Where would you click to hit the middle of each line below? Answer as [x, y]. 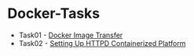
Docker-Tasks [53, 14]
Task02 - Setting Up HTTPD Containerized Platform [102, 43]
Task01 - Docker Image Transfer [71, 35]
